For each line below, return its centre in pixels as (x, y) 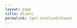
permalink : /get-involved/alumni (39, 18)
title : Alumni (19, 14)
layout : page (18, 9)
